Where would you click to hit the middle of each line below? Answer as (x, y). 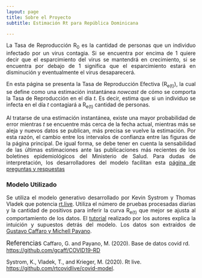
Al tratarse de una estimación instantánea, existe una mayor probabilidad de (101, 117)
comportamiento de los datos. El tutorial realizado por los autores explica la (101, 218)
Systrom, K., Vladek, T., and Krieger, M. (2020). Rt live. (74, 262)
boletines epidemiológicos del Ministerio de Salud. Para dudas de (101, 156)
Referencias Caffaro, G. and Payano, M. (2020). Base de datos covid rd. (98, 243)
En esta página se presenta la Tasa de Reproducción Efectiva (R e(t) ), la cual (101, 85)
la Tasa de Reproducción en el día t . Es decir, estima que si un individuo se (101, 98)
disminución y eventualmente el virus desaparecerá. (71, 72)
